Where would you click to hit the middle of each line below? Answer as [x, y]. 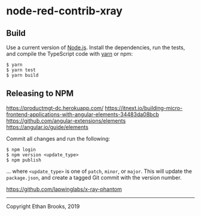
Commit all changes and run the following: [58, 138]
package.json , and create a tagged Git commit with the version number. [94, 177]
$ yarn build [22, 75]
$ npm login [21, 150]
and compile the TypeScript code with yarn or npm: [70, 54]
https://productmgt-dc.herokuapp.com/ [55, 108]
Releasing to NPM [40, 94]
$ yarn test [21, 70]
